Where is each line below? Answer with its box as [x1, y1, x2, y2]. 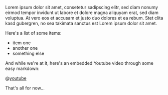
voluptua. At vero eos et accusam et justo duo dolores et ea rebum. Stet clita [5, 15, 163, 21]
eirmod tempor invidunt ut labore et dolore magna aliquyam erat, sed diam [5, 10, 159, 16]
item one [12, 40, 31, 46]
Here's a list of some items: [5, 30, 62, 36]
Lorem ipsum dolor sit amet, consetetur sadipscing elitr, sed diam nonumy [5, 5, 158, 10]
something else [12, 50, 45, 56]
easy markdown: [5, 65, 40, 71]
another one [12, 45, 38, 51]
